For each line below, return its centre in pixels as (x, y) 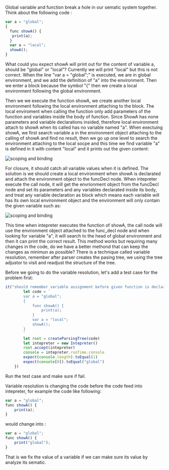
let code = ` (37, 291)
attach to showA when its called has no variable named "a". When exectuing (84, 127)
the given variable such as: (33, 206)
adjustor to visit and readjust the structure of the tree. (61, 263)
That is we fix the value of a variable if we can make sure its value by (77, 457)
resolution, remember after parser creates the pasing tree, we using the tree (84, 257)
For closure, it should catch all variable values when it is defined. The (77, 168)
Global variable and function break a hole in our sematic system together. (81, 7)
